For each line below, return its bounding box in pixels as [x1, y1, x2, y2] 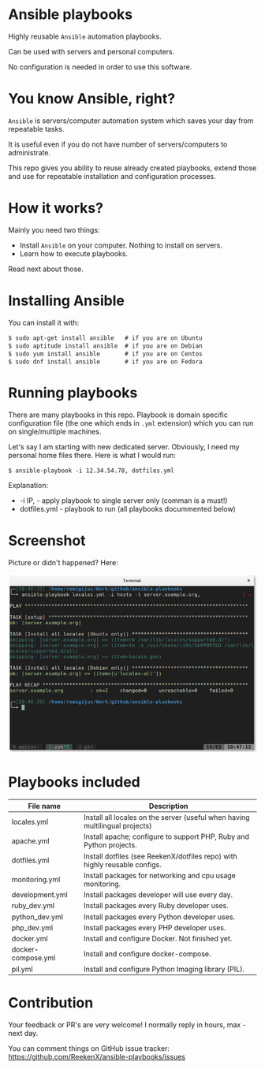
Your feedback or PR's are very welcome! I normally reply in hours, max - [8, 1020, 246, 1030]
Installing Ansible [8, 292, 125, 309]
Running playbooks [8, 384, 138, 401]
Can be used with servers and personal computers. [8, 47, 175, 56]
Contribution [8, 994, 94, 1012]
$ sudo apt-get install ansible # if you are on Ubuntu [8, 333, 203, 342]
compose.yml [11, 953, 56, 963]
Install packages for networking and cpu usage [84, 870, 237, 880]
